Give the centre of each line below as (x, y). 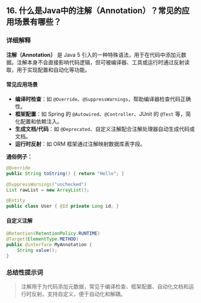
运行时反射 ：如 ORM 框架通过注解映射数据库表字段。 (80, 144)
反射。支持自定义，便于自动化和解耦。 (79, 294)
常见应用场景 (22, 84)
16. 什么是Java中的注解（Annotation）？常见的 (94, 11)
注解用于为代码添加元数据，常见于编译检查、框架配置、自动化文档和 (105, 287)
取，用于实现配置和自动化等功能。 (48, 69)
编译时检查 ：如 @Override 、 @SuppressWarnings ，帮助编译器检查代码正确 (103, 99)
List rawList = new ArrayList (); (48, 190)
